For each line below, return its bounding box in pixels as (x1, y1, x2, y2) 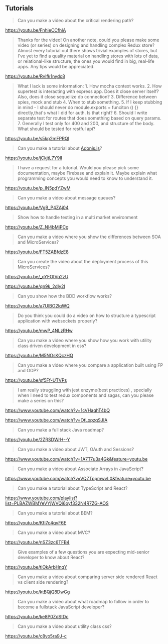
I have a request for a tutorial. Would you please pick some (17, 164, 139, 170)
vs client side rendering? (17, 579, 69, 585)
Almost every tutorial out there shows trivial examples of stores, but (17, 47, 157, 53)
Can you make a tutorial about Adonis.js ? (17, 145, 102, 151)
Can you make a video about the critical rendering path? (17, 17, 134, 23)
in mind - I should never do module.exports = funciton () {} (17, 104, 139, 110)
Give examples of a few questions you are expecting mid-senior (17, 549, 149, 555)
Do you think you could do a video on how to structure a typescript (17, 312, 156, 318)
